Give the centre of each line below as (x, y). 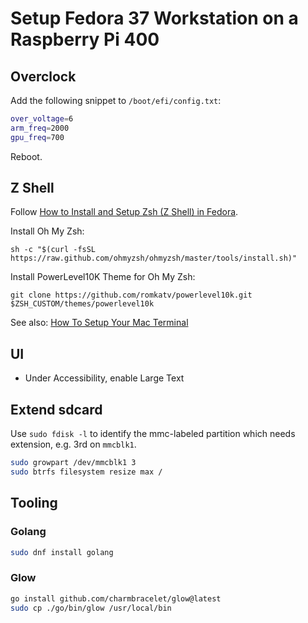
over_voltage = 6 (42, 119)
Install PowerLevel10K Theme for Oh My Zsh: (103, 277)
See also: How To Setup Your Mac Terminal (99, 323)
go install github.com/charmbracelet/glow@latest (116, 598)
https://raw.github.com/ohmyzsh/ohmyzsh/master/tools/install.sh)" (154, 258)
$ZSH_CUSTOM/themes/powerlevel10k (82, 304)
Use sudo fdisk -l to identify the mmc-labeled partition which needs (153, 434)
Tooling (34, 503)
